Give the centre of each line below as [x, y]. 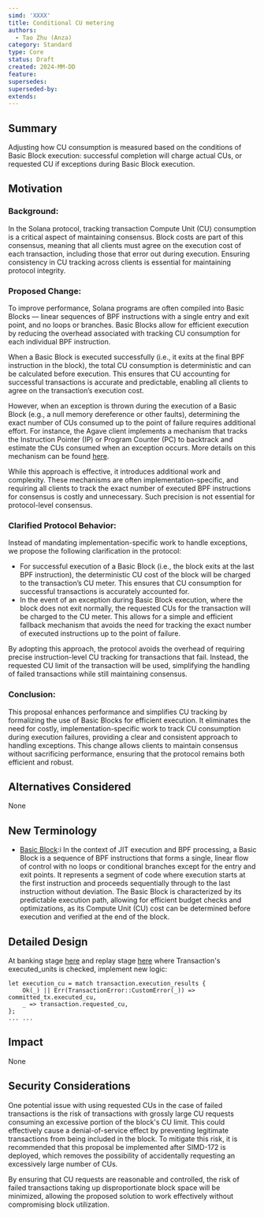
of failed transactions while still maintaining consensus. [98, 674]
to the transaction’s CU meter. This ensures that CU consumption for [130, 583]
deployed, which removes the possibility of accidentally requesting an [122, 1155]
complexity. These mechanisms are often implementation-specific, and [123, 480]
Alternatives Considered [70, 787]
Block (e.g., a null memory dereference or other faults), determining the [124, 415]
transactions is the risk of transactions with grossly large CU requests [121, 1114]
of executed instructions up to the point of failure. [100, 633]
